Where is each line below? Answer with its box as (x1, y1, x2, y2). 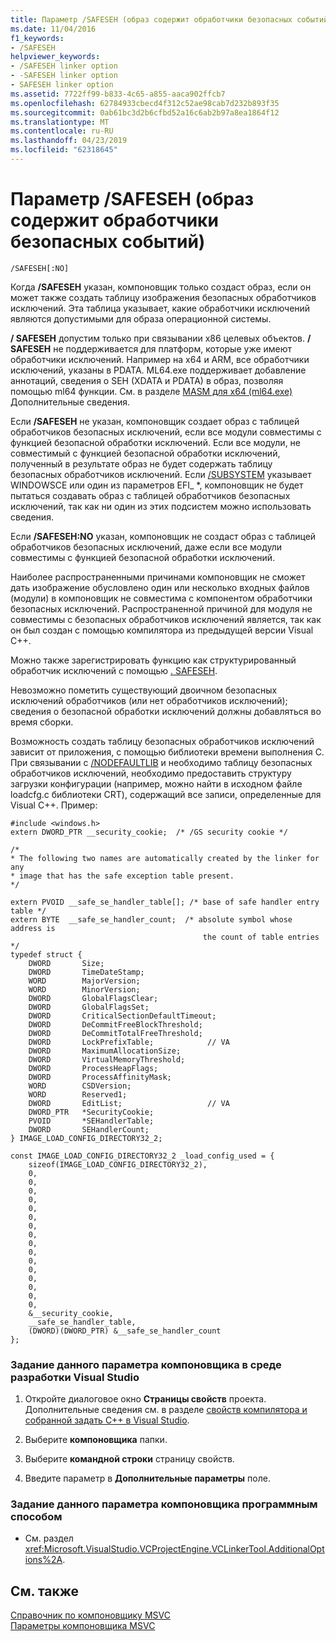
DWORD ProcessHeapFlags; (28, 1063, 159, 1073)
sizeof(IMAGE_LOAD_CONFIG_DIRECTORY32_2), (28, 1159, 208, 1170)
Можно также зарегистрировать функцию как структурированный (10, 654, 297, 666)
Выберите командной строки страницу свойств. (24, 1453, 235, 1465)
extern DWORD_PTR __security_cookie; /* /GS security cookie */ (10, 827, 288, 837)
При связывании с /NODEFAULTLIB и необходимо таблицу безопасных (10, 756, 313, 768)
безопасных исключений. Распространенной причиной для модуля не (10, 602, 313, 615)
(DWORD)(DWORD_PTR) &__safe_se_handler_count (28, 1326, 222, 1336)
